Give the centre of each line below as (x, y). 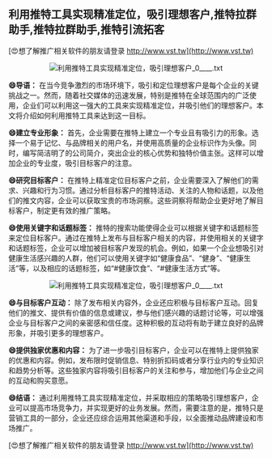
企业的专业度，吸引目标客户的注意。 (75, 163)
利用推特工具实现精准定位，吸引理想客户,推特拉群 (133, 15)
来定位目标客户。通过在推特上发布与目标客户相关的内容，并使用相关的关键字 (136, 238)
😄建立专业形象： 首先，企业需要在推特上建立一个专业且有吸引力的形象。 (130, 133)
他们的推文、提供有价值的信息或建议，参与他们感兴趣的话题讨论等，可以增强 (136, 312)
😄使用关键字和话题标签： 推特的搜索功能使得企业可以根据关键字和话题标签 (134, 227)
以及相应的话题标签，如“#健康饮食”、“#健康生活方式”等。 (129, 268)
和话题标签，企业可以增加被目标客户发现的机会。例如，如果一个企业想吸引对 (136, 248)
